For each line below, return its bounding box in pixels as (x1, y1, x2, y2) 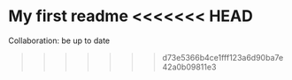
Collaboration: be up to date (8, 35, 111, 46)
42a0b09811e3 (162, 62, 217, 72)
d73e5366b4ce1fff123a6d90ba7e (162, 52, 284, 62)
